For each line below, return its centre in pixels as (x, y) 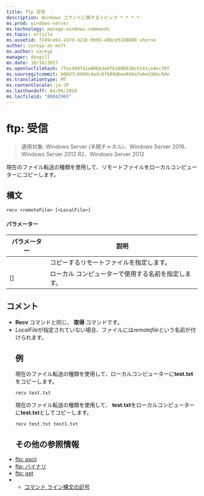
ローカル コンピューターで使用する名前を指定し (117, 274)
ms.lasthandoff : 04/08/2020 (42, 91)
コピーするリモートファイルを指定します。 (110, 262)
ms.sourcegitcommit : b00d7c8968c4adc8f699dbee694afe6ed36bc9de (88, 74)
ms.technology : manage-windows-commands (58, 29)
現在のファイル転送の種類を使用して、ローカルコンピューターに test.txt (104, 374)
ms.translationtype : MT (36, 80)
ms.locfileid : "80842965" (39, 97)
